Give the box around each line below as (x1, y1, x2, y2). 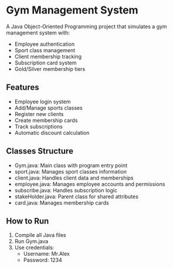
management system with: (6, 29, 70, 36)
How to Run (6, 216, 49, 226)
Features (6, 83, 39, 93)
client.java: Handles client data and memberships (14, 174, 134, 181)
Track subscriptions (14, 123, 63, 130)
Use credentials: (14, 244, 55, 251)
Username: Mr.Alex (23, 250, 70, 257)
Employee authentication (14, 40, 75, 48)
